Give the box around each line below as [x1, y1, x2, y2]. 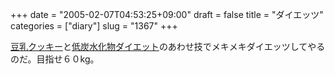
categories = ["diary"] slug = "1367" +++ [10, 20, 178, 32]
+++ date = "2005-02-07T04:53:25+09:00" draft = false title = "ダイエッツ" [10, 9, 324, 20]
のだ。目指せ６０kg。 [10, 53, 100, 65]
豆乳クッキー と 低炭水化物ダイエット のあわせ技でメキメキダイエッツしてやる [10, 41, 326, 52]
